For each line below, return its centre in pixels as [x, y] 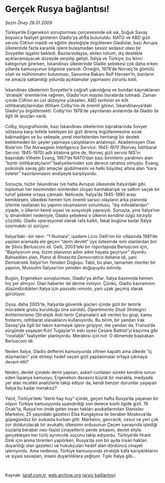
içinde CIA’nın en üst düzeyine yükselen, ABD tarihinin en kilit [67, 100]
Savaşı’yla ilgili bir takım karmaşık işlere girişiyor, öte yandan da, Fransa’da [80, 325]
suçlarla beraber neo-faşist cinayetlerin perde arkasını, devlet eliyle [73, 430]
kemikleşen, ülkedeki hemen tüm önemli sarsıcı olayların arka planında [76, 199]
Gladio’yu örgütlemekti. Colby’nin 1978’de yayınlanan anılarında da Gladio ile [82, 111]
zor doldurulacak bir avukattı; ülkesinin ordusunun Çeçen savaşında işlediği [81, 424]
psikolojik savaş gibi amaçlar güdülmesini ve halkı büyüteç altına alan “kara [81, 168]
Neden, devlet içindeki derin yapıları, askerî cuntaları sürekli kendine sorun [80, 372]
